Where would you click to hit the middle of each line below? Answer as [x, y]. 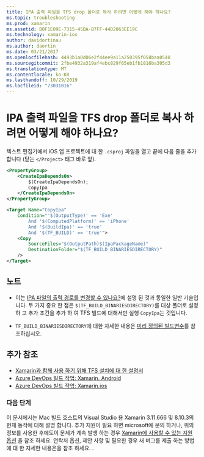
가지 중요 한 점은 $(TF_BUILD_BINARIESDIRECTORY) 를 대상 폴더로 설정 [116, 305]
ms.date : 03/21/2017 [33, 52]
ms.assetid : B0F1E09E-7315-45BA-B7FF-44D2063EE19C [72, 29]
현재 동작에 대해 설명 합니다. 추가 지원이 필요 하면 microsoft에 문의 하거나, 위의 [100, 425]
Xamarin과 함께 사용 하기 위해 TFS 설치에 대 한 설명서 [79, 370]
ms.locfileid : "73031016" [39, 86]
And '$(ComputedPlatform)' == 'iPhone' [79, 221]
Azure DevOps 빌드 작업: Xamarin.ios [61, 386]
